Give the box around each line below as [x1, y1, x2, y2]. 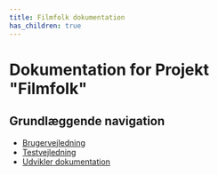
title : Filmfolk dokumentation [9, 12, 125, 22]
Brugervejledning [21, 137, 86, 147]
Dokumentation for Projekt [9, 60, 209, 80]
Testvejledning [21, 147, 77, 157]
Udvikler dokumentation [21, 156, 111, 167]
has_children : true [9, 21, 82, 30]
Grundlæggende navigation [9, 114, 166, 129]
